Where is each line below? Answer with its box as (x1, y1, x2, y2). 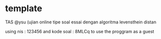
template (5, 3, 43, 14)
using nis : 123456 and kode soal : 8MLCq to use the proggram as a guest (5, 28, 155, 34)
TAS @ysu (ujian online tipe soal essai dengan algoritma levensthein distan (5, 19, 157, 25)
